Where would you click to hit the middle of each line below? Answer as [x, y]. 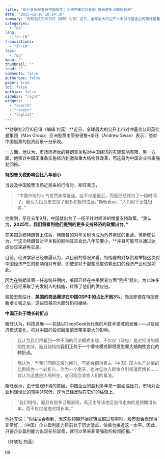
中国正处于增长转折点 [27, 313]
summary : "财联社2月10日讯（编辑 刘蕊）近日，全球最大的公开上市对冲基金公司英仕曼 [81, 19]
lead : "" [14, 69]
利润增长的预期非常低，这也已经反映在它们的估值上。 [63, 392]
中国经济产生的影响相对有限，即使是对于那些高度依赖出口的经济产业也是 [78, 264]
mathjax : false [21, 92]
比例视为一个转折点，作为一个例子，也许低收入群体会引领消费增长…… [87, 369]
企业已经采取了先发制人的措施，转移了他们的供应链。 [59, 286]
